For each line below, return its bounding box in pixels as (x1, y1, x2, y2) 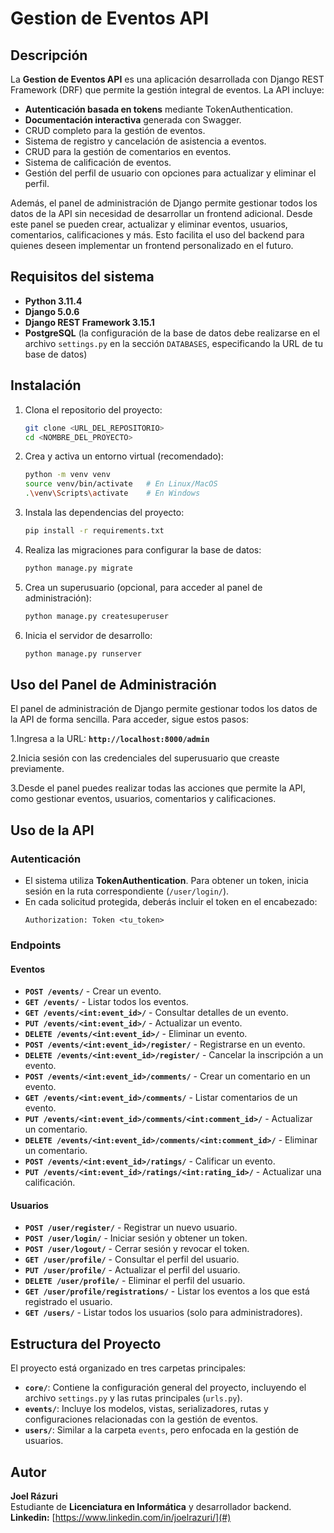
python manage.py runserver (24, 648, 142, 659)
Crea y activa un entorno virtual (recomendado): (24, 450, 224, 462)
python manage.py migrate (24, 563, 133, 573)
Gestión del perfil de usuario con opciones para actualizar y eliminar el (24, 167, 317, 179)
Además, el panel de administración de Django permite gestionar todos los (10, 197, 318, 209)
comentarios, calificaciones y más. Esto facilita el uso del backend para (10, 229, 305, 241)
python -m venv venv (24, 470, 111, 480)
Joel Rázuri (10, 1490, 58, 1502)
